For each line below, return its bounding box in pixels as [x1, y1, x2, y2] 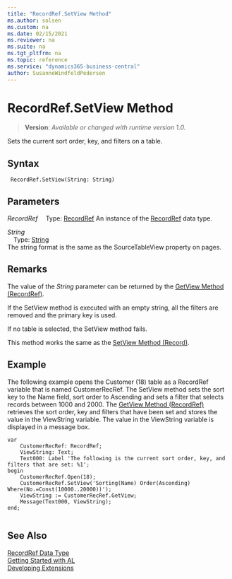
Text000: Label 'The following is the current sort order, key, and [20, 455, 226, 462]
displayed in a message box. [7, 422, 90, 431]
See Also [7, 530, 47, 542]
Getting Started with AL [7, 556, 75, 564]
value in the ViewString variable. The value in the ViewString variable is [7, 415, 214, 423]
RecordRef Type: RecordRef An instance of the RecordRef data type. [7, 214, 213, 223]
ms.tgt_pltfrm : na [7, 50, 61, 57]
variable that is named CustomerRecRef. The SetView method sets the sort [7, 385, 225, 393]
